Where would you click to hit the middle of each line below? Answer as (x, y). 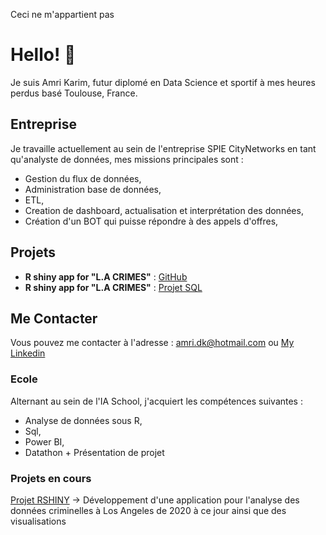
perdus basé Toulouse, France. (74, 93)
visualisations (38, 521)
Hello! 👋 (43, 55)
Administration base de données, (93, 189)
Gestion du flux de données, (83, 178)
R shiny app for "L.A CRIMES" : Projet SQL (113, 287)
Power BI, (44, 441)
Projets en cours (51, 478)
